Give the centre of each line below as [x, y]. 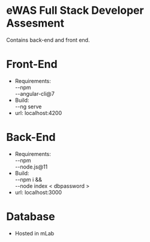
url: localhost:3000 [38, 192]
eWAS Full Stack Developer [75, 11]
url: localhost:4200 [38, 113]
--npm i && [28, 179]
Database [31, 217]
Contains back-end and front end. [48, 40]
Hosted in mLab [34, 233]
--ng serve [28, 107]
